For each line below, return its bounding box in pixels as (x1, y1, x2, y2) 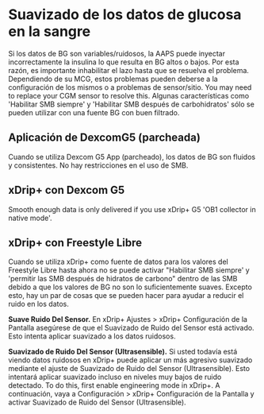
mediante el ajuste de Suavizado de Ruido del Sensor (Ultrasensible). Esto (8, 364, 251, 373)
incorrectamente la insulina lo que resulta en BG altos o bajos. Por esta (8, 57, 239, 67)
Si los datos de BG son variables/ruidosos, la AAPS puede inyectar (8, 48, 226, 58)
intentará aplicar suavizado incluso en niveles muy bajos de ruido (8, 372, 222, 382)
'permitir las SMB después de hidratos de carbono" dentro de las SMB (8, 274, 238, 284)
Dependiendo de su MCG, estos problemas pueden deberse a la (8, 74, 218, 83)
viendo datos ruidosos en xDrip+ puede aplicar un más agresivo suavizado (8, 355, 253, 365)
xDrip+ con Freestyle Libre (8, 236, 143, 250)
